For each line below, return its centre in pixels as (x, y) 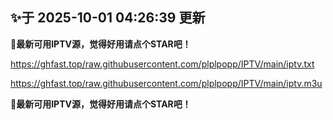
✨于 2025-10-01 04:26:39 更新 (108, 18)
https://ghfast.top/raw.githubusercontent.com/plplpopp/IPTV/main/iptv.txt (162, 64)
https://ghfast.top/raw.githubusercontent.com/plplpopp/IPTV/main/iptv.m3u (166, 83)
